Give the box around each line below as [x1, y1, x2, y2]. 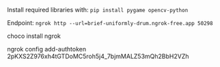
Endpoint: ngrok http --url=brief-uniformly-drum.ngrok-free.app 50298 [7, 19, 213, 26]
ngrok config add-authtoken [7, 45, 87, 53]
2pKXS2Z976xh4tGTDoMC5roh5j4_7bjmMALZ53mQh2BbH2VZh [7, 52, 189, 60]
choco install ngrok [7, 32, 61, 40]
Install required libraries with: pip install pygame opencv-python [7, 6, 189, 14]
